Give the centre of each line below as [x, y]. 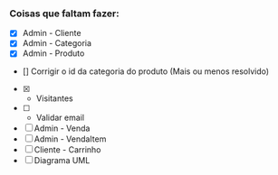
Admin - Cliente [52, 33]
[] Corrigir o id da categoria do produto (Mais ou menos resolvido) [146, 71]
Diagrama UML [62, 161]
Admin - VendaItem [70, 139]
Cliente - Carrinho [67, 150]
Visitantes [55, 98]
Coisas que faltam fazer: [64, 14]
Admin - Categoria [57, 43]
